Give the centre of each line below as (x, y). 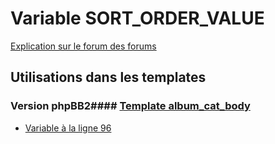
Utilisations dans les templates (108, 77)
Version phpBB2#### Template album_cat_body (130, 106)
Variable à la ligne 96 (68, 128)
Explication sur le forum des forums (83, 46)
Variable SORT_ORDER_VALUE (137, 18)
